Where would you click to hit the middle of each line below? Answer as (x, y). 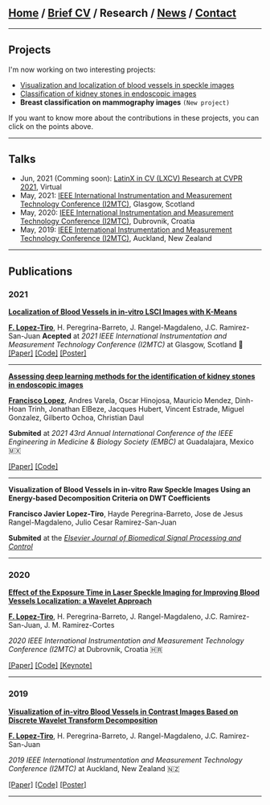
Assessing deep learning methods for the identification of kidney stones (132, 376)
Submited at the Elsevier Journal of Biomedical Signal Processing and (125, 538)
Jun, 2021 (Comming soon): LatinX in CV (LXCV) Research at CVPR (131, 178)
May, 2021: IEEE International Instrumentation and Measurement (126, 196)
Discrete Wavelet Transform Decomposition (83, 720)
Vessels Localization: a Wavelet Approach (80, 601)
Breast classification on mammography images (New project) (125, 102)
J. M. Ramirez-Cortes (79, 625)
